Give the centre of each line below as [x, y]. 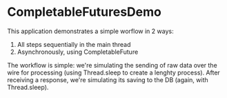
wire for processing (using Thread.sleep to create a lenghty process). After [114, 72]
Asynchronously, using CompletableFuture [78, 52]
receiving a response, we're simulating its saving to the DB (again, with [108, 79]
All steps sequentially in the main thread [74, 44]
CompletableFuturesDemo [85, 12]
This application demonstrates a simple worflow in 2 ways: [90, 31]
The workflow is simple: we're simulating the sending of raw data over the [112, 65]
